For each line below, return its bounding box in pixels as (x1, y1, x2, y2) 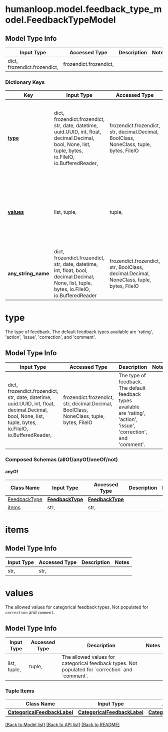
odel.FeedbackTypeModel (5, 14, 116, 26)
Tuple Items (5, 687, 34, 694)
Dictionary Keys (5, 79, 45, 86)
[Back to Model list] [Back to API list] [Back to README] (5, 721, 120, 728)
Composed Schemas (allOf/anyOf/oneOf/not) (5, 456, 118, 463)
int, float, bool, (54, 267, 87, 274)
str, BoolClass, (109, 264, 143, 271)
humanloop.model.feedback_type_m (5, 4, 162, 15)
